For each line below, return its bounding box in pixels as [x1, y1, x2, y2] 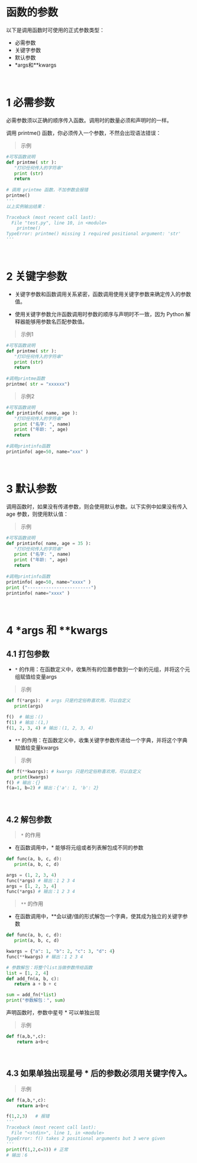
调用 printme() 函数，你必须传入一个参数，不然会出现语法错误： [6, 129, 162, 136]
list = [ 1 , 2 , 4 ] [6, 970, 49, 976]
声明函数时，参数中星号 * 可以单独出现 [6, 1009, 100, 1016]
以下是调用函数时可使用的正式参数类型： [6, 26, 105, 33]
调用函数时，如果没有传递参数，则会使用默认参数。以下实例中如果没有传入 [6, 503, 188, 510]
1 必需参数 [6, 96, 55, 109]
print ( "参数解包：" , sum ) [6, 997, 66, 1004]
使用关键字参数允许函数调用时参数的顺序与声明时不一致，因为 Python [14, 310, 185, 317]
